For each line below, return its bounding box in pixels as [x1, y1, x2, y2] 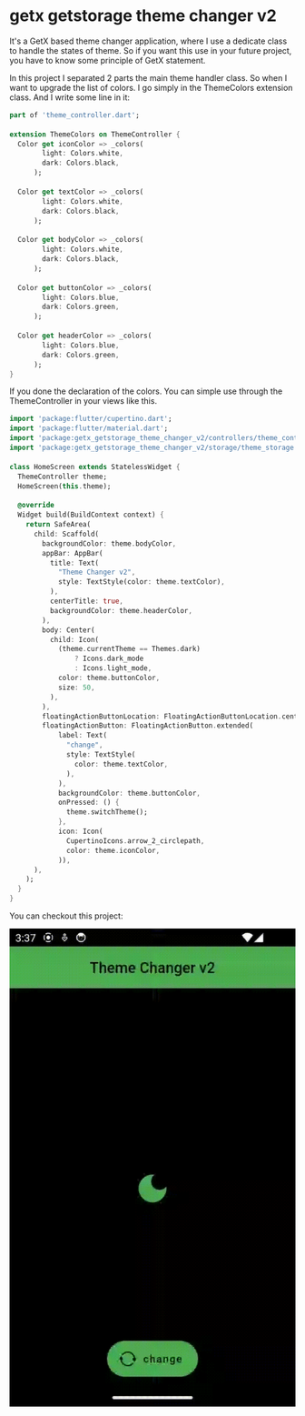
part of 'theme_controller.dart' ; [9, 110, 141, 119]
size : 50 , [57, 683, 95, 692]
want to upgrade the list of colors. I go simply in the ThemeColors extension [9, 82, 293, 93]
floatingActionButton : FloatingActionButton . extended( [42, 721, 254, 730]
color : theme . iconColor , [66, 846, 161, 855]
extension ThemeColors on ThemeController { [9, 129, 181, 139]
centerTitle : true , [49, 597, 124, 606]
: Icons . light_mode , [74, 664, 152, 673]
